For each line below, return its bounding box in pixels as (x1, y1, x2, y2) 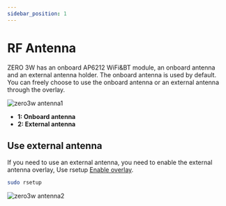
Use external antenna (7, 140, 103, 152)
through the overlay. (7, 85, 66, 94)
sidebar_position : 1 (7, 10, 68, 17)
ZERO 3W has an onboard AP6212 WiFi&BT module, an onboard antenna (7, 63, 216, 72)
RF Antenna (7, 40, 77, 56)
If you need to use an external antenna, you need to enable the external (7, 158, 213, 167)
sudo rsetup (7, 179, 42, 187)
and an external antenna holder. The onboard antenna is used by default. (7, 70, 217, 79)
